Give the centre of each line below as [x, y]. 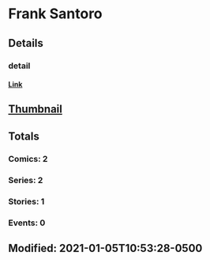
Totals [24, 136]
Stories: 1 [26, 201]
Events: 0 [27, 223]
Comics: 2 [28, 159]
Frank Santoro [55, 14]
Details [26, 43]
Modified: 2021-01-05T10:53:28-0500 [105, 248]
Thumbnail [36, 109]
